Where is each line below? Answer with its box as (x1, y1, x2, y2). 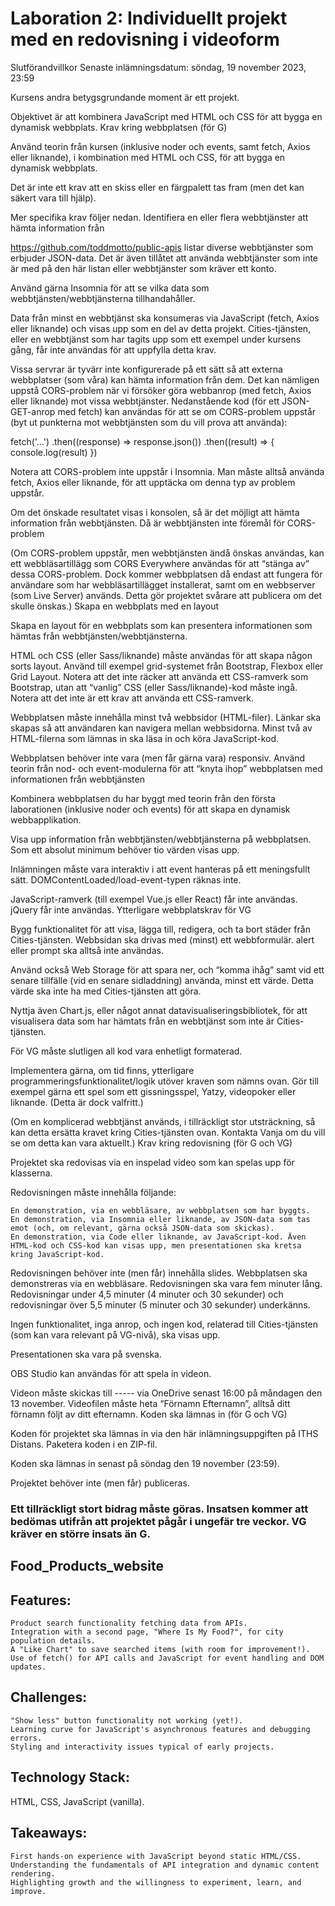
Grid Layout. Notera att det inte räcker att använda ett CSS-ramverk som (10, 670, 309, 682)
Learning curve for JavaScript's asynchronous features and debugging (10, 1724, 311, 1734)
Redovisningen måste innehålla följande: (10, 1186, 177, 1198)
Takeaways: (10, 1825, 88, 1842)
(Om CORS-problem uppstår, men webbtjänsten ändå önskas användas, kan (10, 547, 325, 559)
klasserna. (10, 1167, 53, 1179)
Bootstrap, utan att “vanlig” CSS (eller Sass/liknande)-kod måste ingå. (10, 681, 298, 693)
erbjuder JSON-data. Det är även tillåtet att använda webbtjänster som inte (10, 252, 319, 264)
